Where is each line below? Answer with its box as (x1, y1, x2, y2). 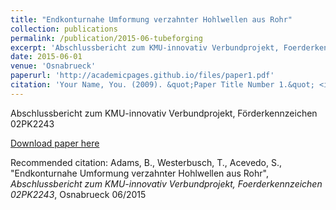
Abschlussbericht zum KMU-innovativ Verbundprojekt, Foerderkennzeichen (10, 177, 323, 190)
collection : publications (10, 24, 118, 34)
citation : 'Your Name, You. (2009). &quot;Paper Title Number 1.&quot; (10, 80, 315, 90)
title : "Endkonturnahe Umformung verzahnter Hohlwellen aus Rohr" (10, 14, 293, 25)
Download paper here (10, 137, 100, 149)
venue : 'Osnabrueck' (10, 61, 97, 71)
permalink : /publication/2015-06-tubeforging (10, 33, 203, 43)
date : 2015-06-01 (10, 52, 83, 62)
